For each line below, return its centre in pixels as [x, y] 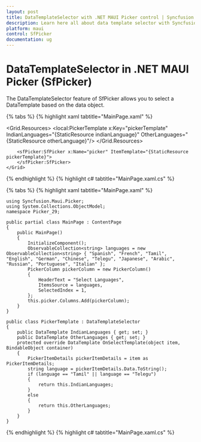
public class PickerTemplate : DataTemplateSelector [73, 322]
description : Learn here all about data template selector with [88, 23]
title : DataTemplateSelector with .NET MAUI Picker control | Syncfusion [100, 17]
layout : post [22, 12]
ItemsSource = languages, [70, 285]
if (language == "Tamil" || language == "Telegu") [92, 374]
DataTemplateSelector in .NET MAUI [98, 69]
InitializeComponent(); [57, 243]
